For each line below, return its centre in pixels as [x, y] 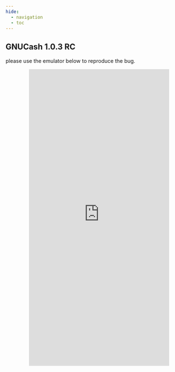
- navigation [27, 17]
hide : [12, 12]
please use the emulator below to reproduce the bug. [71, 61]
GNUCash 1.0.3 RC [41, 47]
